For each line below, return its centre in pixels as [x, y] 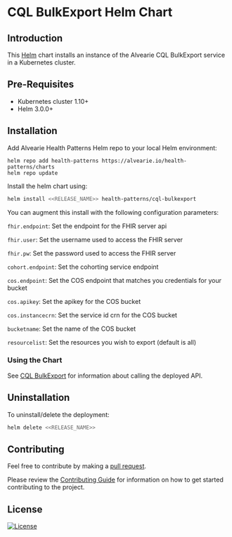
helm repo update [33, 173]
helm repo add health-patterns [53, 161]
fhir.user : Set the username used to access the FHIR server [95, 239]
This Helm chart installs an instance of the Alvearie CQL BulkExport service [116, 55]
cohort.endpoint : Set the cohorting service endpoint [83, 267]
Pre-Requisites [41, 85]
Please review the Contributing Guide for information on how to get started [115, 480]
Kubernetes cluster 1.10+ [53, 101]
